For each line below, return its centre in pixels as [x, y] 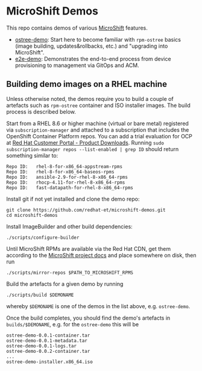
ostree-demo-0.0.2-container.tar [48, 351]
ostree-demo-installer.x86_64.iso [50, 362]
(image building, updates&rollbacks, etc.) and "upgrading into [91, 46]
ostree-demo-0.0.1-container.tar [48, 335]
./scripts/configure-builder [43, 237]
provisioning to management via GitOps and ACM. [77, 65]
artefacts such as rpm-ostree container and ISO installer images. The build [99, 105]
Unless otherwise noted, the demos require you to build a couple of [90, 98]
